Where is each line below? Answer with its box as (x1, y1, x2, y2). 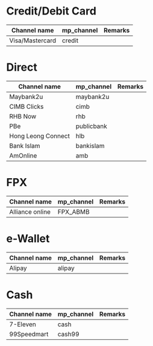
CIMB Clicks (9, 102, 44, 111)
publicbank (75, 122, 107, 130)
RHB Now (9, 112, 37, 120)
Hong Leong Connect (9, 132, 70, 140)
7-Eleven (9, 320, 36, 328)
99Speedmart (9, 330, 49, 338)
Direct (6, 60, 37, 74)
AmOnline (9, 151, 37, 159)
